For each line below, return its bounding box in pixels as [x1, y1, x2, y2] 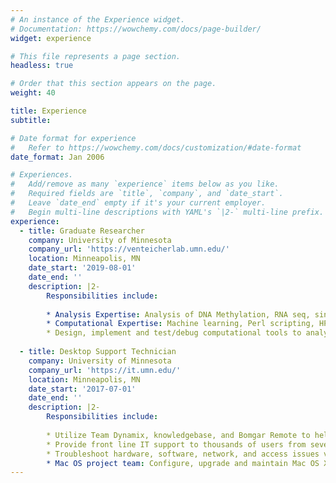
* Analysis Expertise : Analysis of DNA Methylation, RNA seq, [46, 309, 311, 320]
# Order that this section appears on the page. [10, 79, 217, 89]
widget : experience [10, 33, 92, 43]
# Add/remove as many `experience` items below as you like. [10, 179, 280, 190]
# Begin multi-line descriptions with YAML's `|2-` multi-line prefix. [10, 207, 325, 217]
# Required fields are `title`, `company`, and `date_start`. [10, 189, 284, 199]
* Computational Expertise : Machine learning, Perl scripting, [46, 319, 315, 329]
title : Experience [10, 106, 87, 116]
